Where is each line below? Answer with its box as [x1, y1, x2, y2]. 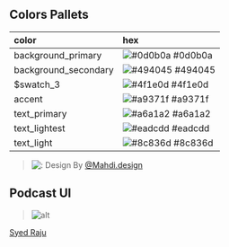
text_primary [13, 107, 67, 119]
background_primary [13, 49, 102, 61]
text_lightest [13, 121, 66, 134]
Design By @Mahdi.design [44, 159, 144, 170]
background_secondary [13, 63, 114, 75]
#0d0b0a [172, 49, 213, 61]
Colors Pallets [9, 7, 89, 22]
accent [13, 93, 43, 105]
